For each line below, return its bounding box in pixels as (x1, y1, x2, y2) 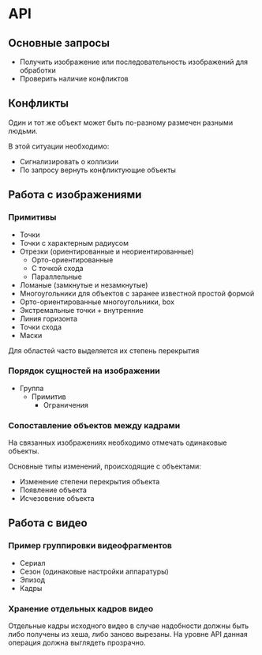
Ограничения (43, 400, 89, 409)
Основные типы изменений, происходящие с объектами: (8, 461, 201, 471)
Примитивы (8, 212, 57, 223)
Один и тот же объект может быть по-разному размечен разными (8, 118, 234, 127)
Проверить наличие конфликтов (19, 74, 129, 83)
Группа (19, 383, 44, 393)
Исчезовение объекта (19, 494, 95, 503)
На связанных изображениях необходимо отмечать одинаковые (8, 438, 227, 447)
